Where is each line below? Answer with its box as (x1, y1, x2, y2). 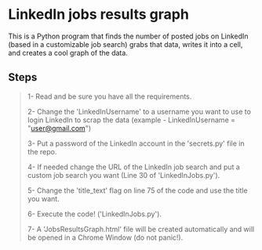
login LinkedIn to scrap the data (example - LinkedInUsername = (27, 115, 235, 125)
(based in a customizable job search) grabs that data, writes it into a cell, (8, 39, 243, 49)
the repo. (27, 147, 57, 156)
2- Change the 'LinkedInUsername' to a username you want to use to (27, 107, 251, 116)
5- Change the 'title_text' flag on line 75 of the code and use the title (27, 186, 249, 195)
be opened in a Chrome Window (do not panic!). (27, 233, 184, 242)
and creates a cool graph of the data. (8, 48, 128, 57)
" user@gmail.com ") (27, 123, 92, 132)
